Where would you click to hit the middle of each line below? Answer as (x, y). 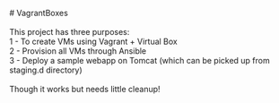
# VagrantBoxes (39, 13)
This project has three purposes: (70, 32)
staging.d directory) (46, 70)
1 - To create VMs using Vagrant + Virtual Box (93, 41)
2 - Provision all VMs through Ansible (78, 51)
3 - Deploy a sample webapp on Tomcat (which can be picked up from (140, 60)
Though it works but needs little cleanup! (85, 89)
